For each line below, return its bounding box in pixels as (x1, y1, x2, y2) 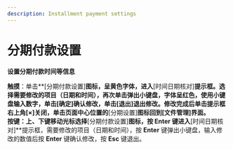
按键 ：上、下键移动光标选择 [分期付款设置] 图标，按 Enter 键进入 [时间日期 (7, 117, 218, 125)
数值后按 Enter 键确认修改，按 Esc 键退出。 (19, 134, 146, 143)
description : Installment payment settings (7, 10, 137, 17)
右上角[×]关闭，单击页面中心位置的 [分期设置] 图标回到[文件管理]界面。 (7, 108, 210, 116)
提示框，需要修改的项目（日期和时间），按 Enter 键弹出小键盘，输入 (22, 125, 217, 134)
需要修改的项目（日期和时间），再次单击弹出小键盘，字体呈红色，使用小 (13, 90, 220, 99)
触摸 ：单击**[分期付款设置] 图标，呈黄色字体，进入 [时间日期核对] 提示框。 (7, 82, 220, 90)
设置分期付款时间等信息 (7, 67, 75, 76)
